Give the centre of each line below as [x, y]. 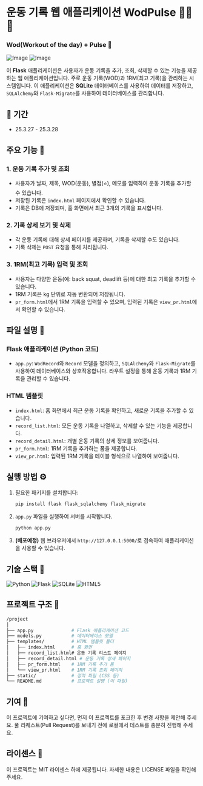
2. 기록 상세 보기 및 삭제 [39, 225]
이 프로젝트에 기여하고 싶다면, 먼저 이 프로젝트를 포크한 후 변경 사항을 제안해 [96, 717]
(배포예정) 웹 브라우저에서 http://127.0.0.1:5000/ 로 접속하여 [89, 540]
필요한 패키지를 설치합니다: [47, 492]
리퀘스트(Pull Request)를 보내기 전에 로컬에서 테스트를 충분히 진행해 [101, 725]
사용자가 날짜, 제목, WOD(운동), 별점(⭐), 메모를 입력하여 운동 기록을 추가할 [103, 183]
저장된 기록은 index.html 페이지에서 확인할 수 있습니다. [80, 200]
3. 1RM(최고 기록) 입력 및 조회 [47, 264]
